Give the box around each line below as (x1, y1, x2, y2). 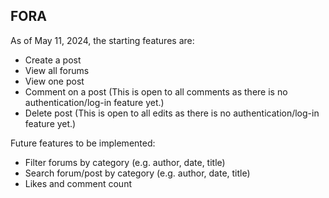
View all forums (24, 64, 90, 76)
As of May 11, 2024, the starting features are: (10, 34, 195, 46)
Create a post (24, 54, 82, 66)
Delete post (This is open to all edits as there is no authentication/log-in (24, 107, 320, 119)
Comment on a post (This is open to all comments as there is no (24, 85, 288, 98)
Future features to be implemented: (10, 137, 156, 149)
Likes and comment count (24, 177, 132, 189)
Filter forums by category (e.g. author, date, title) (24, 156, 226, 168)
